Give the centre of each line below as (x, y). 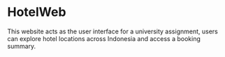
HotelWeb (37, 12)
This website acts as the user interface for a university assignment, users (112, 31)
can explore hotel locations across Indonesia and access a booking (104, 38)
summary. (22, 46)
